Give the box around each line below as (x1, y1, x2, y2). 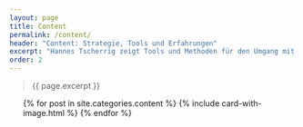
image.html (22, 108, 66, 118)
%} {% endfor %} (66, 108, 132, 118)
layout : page (9, 13, 59, 23)
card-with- (221, 98, 262, 109)
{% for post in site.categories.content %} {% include (22, 98, 220, 109)
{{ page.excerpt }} (31, 81, 100, 91)
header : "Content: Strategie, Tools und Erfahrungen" (9, 38, 218, 48)
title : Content (9, 22, 67, 31)
